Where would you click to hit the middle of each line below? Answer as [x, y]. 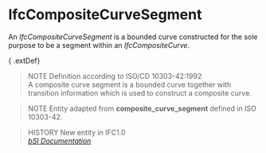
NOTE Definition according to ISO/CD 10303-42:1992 [115, 76]
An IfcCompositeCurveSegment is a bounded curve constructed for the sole [133, 37]
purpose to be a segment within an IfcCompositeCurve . [99, 45]
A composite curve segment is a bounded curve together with [129, 84]
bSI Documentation [59, 140]
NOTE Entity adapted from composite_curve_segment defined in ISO [142, 108]
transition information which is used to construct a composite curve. [140, 92]
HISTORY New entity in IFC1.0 [76, 132]
